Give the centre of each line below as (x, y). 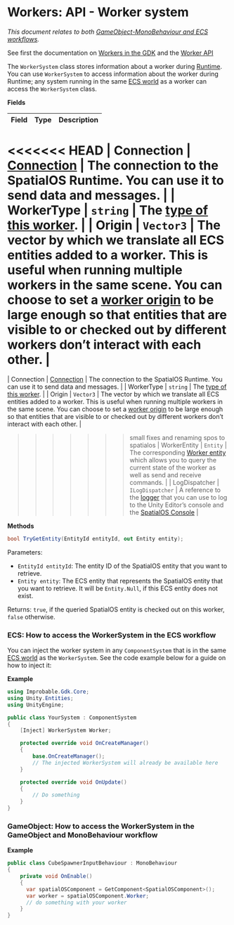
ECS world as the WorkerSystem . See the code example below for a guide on (117, 658)
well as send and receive (165, 474)
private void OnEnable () (56, 877)
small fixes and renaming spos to (177, 437)
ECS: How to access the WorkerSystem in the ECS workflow (112, 635)
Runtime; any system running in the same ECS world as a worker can (107, 81)
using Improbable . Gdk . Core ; (48, 692)
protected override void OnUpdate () (74, 782)
